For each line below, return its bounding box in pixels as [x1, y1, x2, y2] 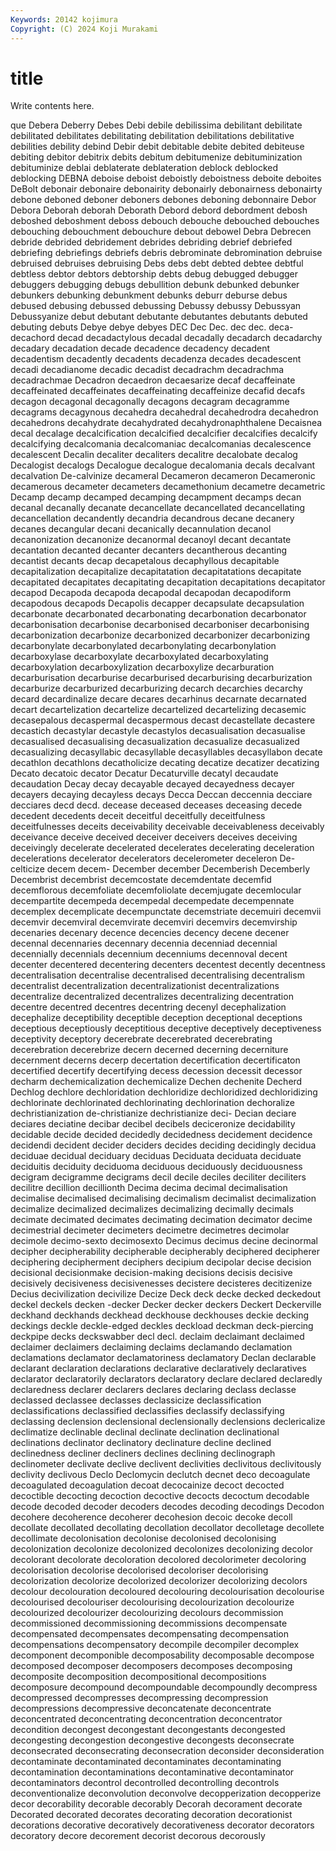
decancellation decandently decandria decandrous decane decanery [10, 512, 295, 525]
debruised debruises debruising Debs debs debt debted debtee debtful [10, 257, 304, 270]
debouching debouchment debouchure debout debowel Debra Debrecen [10, 226, 312, 238]
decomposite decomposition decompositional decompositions [10, 1671, 267, 1683]
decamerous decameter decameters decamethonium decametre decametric [10, 481, 326, 493]
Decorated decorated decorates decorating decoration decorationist [10, 1809, 293, 1821]
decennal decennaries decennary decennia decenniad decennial [10, 937, 278, 950]
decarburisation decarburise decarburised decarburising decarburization [10, 672, 313, 684]
